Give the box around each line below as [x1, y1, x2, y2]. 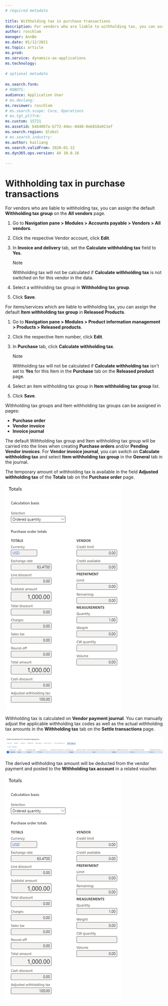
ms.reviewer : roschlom [5, 103, 52, 108]
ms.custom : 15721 [5, 119, 41, 124]
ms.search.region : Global [5, 129, 59, 134]
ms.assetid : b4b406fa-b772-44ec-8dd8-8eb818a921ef [5, 124, 113, 129]
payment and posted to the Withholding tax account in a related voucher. [5, 765, 157, 771]
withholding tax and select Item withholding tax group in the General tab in [5, 454, 163, 460]
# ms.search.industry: [5, 134, 52, 139]
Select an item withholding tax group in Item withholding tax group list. [12, 383, 160, 389]
